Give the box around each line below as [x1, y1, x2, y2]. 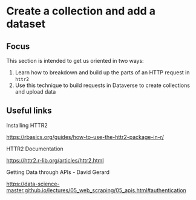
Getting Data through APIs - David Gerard [6, 168, 110, 176]
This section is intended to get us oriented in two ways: [6, 57, 144, 64]
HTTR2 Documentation [6, 145, 64, 152]
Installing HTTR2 [6, 121, 48, 129]
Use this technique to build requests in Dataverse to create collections [15, 82, 191, 89]
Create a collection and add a [6, 4, 156, 18]
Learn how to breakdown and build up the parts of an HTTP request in [15, 69, 190, 76]
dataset [6, 17, 46, 31]
